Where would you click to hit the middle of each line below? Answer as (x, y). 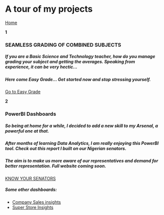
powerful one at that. (27, 131)
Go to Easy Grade (23, 92)
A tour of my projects (49, 9)
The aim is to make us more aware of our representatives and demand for (82, 161)
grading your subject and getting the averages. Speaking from (70, 62)
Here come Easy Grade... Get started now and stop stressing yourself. (78, 79)
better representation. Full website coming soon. (56, 166)
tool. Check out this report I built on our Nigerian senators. (66, 149)
